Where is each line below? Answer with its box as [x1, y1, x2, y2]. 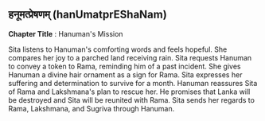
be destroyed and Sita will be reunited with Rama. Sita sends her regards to [8, 95, 255, 104]
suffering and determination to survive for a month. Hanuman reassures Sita [8, 78, 258, 88]
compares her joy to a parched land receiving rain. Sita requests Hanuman [8, 53, 252, 62]
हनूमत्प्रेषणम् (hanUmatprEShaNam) [8, 8, 167, 21]
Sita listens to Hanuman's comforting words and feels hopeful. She [8, 45, 228, 54]
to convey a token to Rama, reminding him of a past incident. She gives [8, 61, 241, 71]
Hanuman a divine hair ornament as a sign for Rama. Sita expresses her [8, 69, 243, 80]
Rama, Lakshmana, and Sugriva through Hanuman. [8, 103, 175, 113]
